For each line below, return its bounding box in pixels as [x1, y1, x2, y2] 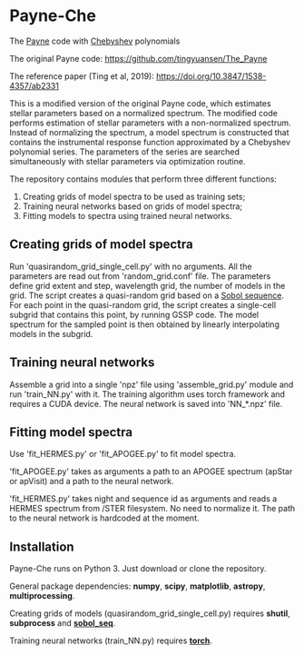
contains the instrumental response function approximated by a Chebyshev [9, 136, 291, 147]
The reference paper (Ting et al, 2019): [9, 70, 154, 82]
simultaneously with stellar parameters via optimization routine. [9, 155, 246, 166]
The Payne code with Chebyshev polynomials [9, 35, 181, 46]
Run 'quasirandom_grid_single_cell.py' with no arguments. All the [9, 261, 252, 272]
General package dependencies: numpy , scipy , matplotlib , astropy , [9, 581, 266, 591]
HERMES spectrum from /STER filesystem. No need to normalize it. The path [9, 503, 296, 514]
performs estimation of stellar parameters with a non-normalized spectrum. [9, 117, 292, 128]
